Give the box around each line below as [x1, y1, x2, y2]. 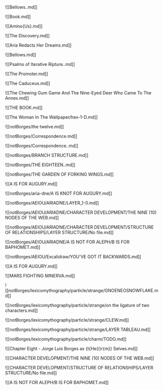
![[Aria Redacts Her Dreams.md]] [5, 42, 72, 48]
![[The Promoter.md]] [5, 71, 48, 77]
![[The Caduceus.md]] [5, 81, 50, 86]
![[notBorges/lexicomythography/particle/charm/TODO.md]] [5, 336, 127, 342]
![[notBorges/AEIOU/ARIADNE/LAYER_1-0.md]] [5, 200, 99, 206]
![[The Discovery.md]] [5, 33, 50, 38]
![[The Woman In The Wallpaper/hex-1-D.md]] [5, 114, 98, 120]
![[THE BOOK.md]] [5, 105, 43, 110]
